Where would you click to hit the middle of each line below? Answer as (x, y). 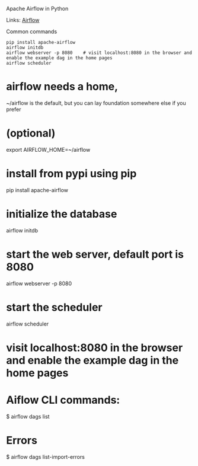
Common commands (32, 31)
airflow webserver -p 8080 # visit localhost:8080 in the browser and (99, 53)
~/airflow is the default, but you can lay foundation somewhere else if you (96, 103)
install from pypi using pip (71, 174)
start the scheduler (54, 307)
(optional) (31, 133)
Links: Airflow (23, 20)
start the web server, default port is (95, 254)
